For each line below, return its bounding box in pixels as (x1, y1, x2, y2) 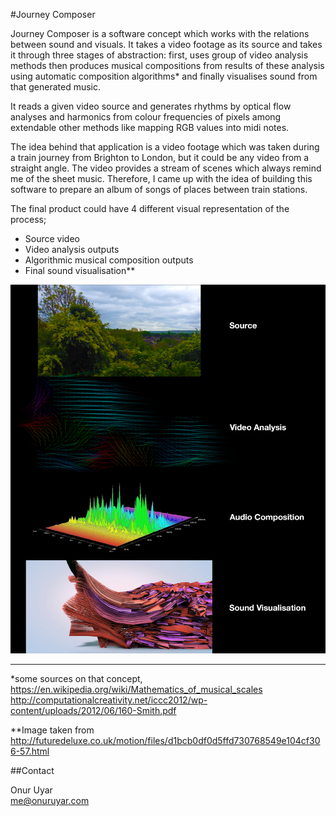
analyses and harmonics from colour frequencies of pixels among (10, 111, 282, 123)
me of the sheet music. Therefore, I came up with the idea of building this (10, 173, 313, 184)
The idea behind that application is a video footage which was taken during (10, 141, 320, 153)
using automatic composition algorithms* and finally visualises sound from (10, 70, 318, 82)
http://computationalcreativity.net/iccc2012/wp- (10, 694, 208, 706)
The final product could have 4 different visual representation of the (10, 203, 290, 214)
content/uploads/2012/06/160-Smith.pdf (10, 705, 177, 717)
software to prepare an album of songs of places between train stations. (10, 184, 308, 195)
